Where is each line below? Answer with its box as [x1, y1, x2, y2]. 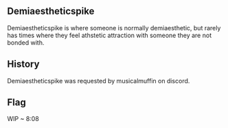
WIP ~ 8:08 [7, 115, 39, 123]
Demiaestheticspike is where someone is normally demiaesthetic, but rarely [7, 23, 221, 32]
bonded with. [7, 38, 45, 47]
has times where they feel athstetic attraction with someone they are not [7, 31, 212, 39]
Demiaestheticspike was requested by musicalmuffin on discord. [7, 76, 190, 85]
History [7, 58, 40, 70]
